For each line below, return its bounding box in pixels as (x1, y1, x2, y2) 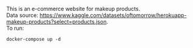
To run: (6, 24, 24, 32)
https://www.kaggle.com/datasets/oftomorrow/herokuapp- (39, 12, 187, 19)
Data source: (6, 12, 38, 19)
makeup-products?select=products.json (6, 18, 107, 25)
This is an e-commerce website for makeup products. (6, 5, 141, 12)
